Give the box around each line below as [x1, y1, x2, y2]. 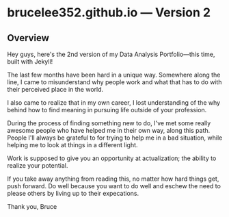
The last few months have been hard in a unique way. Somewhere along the [7, 71, 221, 79]
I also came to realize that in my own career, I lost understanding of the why [7, 99, 221, 107]
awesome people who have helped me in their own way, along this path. [7, 127, 211, 134]
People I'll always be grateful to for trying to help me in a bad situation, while [7, 133, 223, 142]
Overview [7, 32, 50, 44]
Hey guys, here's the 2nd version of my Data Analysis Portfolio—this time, [7, 50, 215, 58]
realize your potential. [7, 162, 68, 169]
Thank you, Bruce [7, 203, 57, 210]
